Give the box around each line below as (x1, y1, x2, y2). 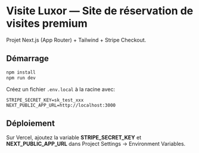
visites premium (6, 17, 88, 30)
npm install (6, 69, 36, 75)
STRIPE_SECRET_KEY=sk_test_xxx (6, 97, 84, 103)
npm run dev (6, 75, 36, 81)
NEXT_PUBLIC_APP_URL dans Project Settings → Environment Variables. (6, 141, 186, 148)
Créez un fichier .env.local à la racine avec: (6, 85, 116, 93)
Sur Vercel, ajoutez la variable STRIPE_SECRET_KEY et (6, 134, 142, 141)
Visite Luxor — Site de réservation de (6, 4, 194, 18)
